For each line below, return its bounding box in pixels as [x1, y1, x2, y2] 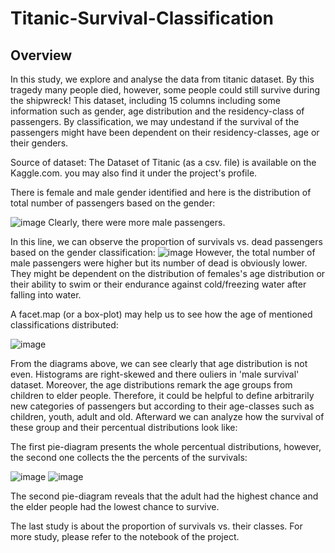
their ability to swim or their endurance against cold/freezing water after [10, 278, 307, 290]
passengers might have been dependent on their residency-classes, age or [10, 127, 320, 138]
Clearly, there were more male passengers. [48, 217, 226, 228]
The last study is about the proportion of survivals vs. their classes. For [10, 520, 303, 532]
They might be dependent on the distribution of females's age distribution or [10, 268, 326, 279]
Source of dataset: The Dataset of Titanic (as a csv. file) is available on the [10, 157, 317, 168]
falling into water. [10, 289, 82, 301]
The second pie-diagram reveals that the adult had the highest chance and [10, 490, 319, 502]
